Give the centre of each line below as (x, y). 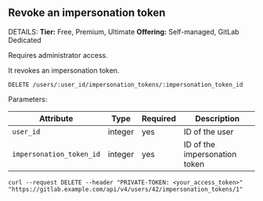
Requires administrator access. (58, 55)
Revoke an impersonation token (87, 13)
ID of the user (209, 131)
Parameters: (28, 99)
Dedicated (25, 40)
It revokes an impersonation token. (64, 70)
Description (218, 118)
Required (159, 118)
